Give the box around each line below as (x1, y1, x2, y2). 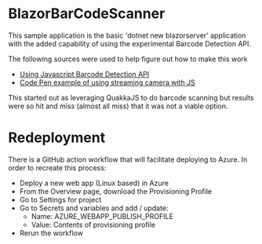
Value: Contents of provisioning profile (31, 220, 156, 229)
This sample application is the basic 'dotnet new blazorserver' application (8, 31, 246, 40)
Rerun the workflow (19, 228, 84, 238)
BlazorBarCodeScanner (8, 5, 166, 23)
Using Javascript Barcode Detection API (19, 69, 150, 78)
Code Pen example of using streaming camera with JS (19, 78, 196, 87)
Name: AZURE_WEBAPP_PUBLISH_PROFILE (31, 211, 174, 220)
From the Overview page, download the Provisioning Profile (19, 186, 213, 196)
